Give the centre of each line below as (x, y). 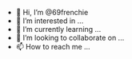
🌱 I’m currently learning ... (58, 29)
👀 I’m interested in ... (50, 21)
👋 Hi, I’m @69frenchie (52, 12)
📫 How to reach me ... (53, 47)
